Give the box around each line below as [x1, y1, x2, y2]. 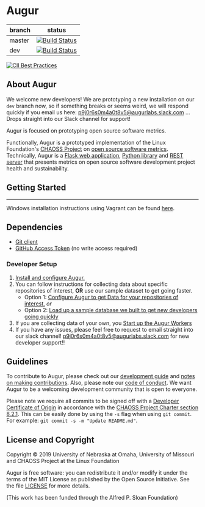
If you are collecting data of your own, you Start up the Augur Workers [15, 319, 192, 327]
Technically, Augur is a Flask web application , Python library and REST [6, 151, 184, 159]
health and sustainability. [6, 164, 69, 172]
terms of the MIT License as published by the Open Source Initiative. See [6, 476, 190, 483]
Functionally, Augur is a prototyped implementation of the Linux [6, 139, 166, 146]
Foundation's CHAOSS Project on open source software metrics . [6, 145, 169, 153]
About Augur [6, 79, 57, 90]
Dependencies [6, 222, 63, 232]
